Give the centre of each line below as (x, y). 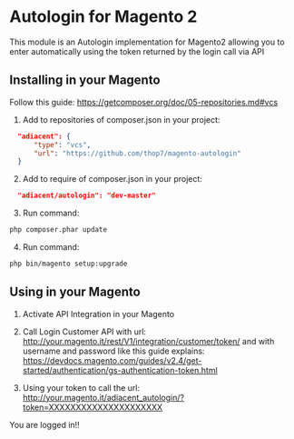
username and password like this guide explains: (113, 351)
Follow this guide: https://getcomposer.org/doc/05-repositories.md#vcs (144, 102)
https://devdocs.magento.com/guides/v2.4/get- (112, 360)
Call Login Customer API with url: (84, 331)
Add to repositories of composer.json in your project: (121, 119)
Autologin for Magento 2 (103, 17)
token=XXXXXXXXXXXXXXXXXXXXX (93, 407)
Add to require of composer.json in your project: (112, 179)
